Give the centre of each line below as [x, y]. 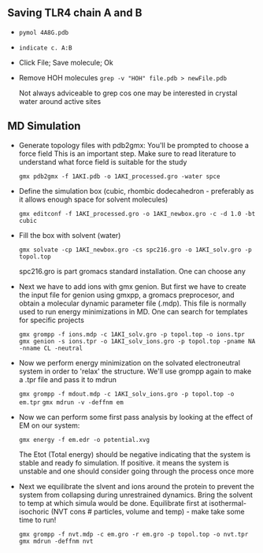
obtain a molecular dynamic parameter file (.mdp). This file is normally [133, 303]
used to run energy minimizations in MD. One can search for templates [133, 311]
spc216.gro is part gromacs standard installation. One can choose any [132, 271]
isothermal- [228, 503]
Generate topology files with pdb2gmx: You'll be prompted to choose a [134, 145]
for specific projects [51, 320]
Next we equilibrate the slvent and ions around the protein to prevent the [137, 486]
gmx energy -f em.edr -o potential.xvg [84, 440]
